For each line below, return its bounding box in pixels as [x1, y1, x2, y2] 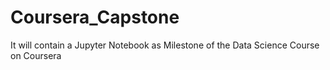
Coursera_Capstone [10, 6, 180, 29]
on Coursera [10, 49, 62, 61]
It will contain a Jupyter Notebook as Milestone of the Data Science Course [10, 39, 320, 51]
